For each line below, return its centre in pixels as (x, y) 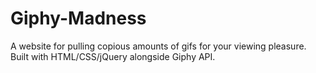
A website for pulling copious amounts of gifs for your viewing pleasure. (158, 46)
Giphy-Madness (78, 18)
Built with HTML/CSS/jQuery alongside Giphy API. (113, 56)
